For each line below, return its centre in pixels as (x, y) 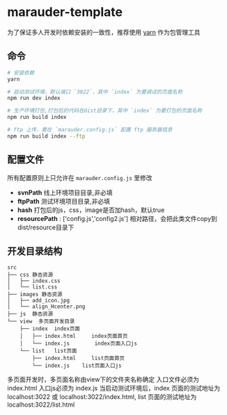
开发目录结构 (35, 251)
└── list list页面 (48, 351)
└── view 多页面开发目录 (41, 322)
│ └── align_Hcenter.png (46, 307)
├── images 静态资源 (35, 295)
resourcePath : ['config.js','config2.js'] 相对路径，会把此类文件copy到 (117, 218)
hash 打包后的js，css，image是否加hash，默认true (91, 210)
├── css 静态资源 (30, 275)
